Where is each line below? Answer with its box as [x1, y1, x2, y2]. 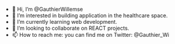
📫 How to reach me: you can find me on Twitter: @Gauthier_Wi [11, 32, 170, 38]
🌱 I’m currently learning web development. [11, 18, 117, 25]
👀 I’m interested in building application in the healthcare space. [11, 12, 168, 19]
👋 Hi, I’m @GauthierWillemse [11, 6, 83, 12]
